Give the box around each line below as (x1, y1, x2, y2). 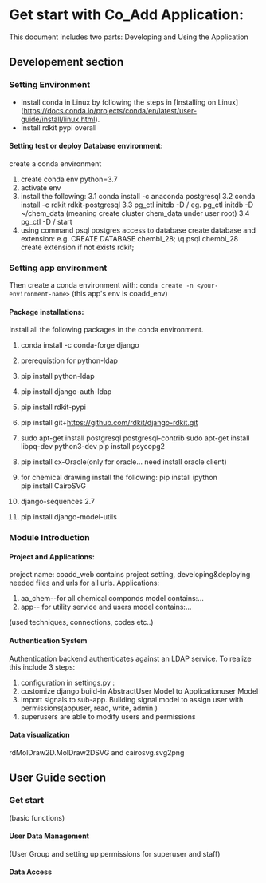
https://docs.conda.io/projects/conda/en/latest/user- (23, 105, 198, 115)
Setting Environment (9, 79, 91, 90)
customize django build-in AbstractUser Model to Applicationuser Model (20, 686, 259, 696)
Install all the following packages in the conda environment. (9, 325, 204, 335)
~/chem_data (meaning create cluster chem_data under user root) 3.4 (20, 208, 250, 217)
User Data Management (9, 831, 90, 841)
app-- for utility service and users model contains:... (20, 602, 192, 612)
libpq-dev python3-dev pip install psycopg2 (20, 442, 166, 451)
